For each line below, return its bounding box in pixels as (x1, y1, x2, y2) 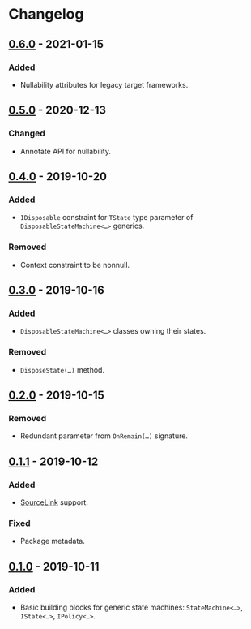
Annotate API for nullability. (19, 146, 112, 156)
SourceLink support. (19, 497, 89, 507)
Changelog (8, 5, 84, 24)
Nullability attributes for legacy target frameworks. (19, 80, 189, 89)
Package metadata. (19, 536, 85, 546)
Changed (8, 127, 46, 139)
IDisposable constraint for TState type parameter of (19, 213, 194, 222)
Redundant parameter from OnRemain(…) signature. (19, 431, 189, 441)
